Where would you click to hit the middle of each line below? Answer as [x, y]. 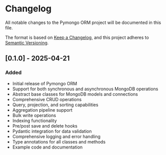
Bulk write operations [34, 115]
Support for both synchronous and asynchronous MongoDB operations [85, 89]
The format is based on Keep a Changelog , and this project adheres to [77, 37]
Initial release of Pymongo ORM [45, 83]
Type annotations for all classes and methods [59, 142]
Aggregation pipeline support [42, 110]
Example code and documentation [47, 147]
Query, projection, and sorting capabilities [55, 105]
